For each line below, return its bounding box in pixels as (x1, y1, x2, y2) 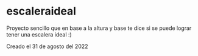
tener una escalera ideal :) (6, 30, 72, 38)
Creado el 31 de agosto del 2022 (6, 43, 88, 50)
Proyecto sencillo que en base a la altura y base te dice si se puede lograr (6, 24, 192, 32)
